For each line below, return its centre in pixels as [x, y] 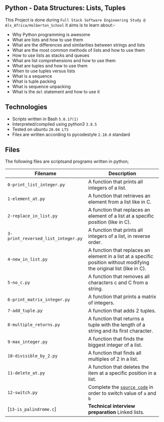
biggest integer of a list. [115, 345]
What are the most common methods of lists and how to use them [78, 50]
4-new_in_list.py [28, 259]
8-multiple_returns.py [34, 325]
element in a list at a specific [121, 256]
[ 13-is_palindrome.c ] [32, 409]
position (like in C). [110, 222]
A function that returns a [116, 319]
